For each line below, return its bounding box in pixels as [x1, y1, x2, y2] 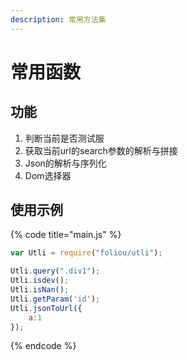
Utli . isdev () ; [10, 276, 70, 286]
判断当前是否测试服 [24, 132, 105, 144]
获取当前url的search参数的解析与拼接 [24, 144, 178, 156]
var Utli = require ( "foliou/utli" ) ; [10, 248, 163, 258]
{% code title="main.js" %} [10, 229, 122, 241]
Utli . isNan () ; [10, 285, 70, 295]
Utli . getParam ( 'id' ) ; [10, 294, 101, 304]
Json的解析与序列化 [24, 157, 107, 169]
